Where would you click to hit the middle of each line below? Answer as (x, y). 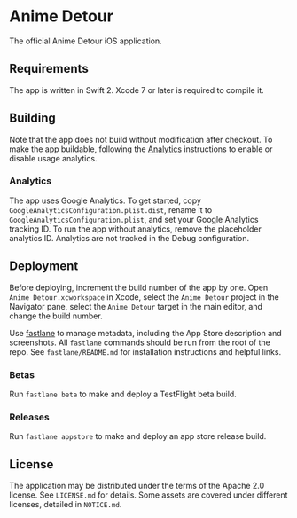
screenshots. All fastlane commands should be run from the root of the (140, 342)
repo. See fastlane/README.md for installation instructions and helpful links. (145, 351)
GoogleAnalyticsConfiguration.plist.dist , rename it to (111, 209)
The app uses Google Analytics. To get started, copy (106, 200)
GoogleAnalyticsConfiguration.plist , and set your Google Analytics (134, 219)
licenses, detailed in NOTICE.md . (66, 505)
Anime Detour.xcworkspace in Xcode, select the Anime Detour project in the (144, 297)
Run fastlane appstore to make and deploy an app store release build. (138, 436)
